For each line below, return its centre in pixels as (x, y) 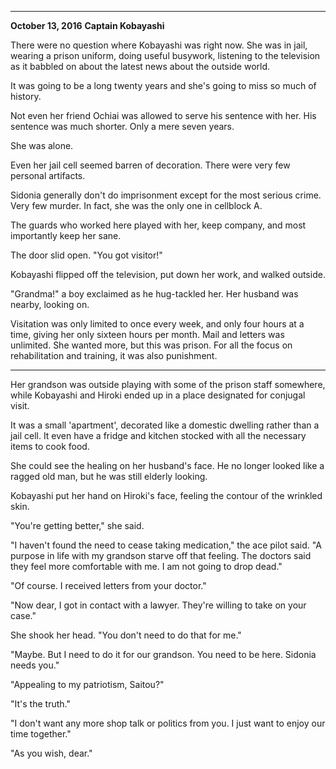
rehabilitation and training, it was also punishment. (114, 355)
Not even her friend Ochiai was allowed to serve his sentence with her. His (163, 115)
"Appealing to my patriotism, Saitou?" (87, 684)
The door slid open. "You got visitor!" (86, 255)
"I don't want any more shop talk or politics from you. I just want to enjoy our (168, 723)
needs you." (35, 665)
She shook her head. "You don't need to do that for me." (126, 635)
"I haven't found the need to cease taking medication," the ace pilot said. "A (166, 545)
